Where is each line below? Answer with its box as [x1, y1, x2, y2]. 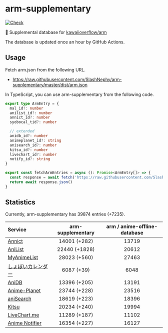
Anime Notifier [7, 319, 41, 326]
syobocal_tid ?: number [9, 119, 57, 125]
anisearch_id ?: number [9, 142, 57, 147]
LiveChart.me [7, 311, 39, 318]
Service [7, 226, 26, 233]
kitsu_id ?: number [9, 147, 48, 152]
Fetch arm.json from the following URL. [5, 66, 86, 72]
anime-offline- [120, 223, 158, 230]
